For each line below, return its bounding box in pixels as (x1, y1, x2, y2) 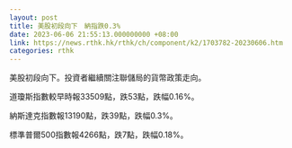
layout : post (9, 13, 58, 22)
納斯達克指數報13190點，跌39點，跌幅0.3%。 (9, 110, 178, 121)
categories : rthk (9, 47, 75, 56)
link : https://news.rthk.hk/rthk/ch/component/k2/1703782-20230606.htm (9, 38, 283, 48)
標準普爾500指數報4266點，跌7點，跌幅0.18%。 (9, 129, 189, 140)
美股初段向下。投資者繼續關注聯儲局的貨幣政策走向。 (9, 73, 207, 83)
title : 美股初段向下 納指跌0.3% (9, 22, 121, 30)
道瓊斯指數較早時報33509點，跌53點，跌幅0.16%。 (9, 91, 199, 102)
